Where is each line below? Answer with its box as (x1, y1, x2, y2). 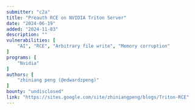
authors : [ (6, 71, 34, 78)
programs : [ (6, 54, 37, 61)
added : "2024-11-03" (6, 26, 59, 32)
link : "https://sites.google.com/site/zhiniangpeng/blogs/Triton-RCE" (6, 94, 190, 100)
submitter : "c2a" (6, 9, 51, 15)
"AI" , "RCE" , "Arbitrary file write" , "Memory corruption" (17, 43, 171, 50)
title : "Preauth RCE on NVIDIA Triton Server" (6, 15, 127, 21)
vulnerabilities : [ (6, 37, 56, 43)
